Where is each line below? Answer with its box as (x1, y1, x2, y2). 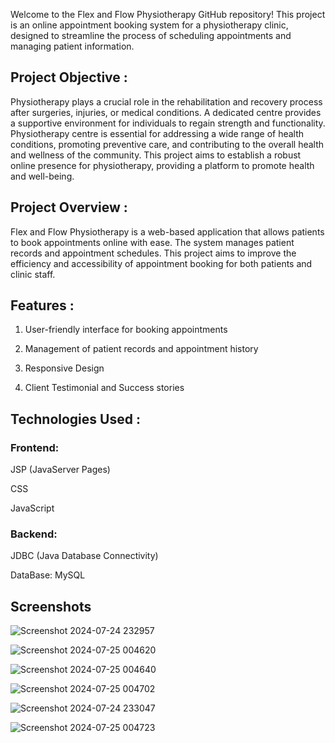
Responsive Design (24, 362, 105, 374)
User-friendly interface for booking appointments (24, 324, 228, 336)
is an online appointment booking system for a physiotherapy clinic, (10, 19, 289, 31)
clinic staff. (10, 268, 56, 280)
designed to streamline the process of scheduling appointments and (10, 30, 292, 41)
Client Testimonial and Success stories (24, 382, 185, 394)
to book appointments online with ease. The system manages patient (10, 236, 295, 248)
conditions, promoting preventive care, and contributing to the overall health (10, 138, 325, 150)
